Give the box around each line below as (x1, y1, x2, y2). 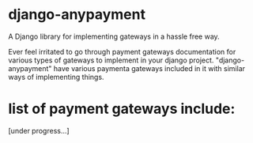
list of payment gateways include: (8, 100, 236, 118)
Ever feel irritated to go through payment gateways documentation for (8, 47, 236, 56)
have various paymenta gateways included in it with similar (53, 63, 246, 73)
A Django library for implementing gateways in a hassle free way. (8, 32, 220, 41)
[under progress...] (8, 126, 70, 135)
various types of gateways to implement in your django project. (8, 55, 214, 65)
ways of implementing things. (8, 72, 104, 81)
